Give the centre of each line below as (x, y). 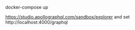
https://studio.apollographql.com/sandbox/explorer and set (67, 17)
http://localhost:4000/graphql (37, 22)
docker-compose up (27, 7)
